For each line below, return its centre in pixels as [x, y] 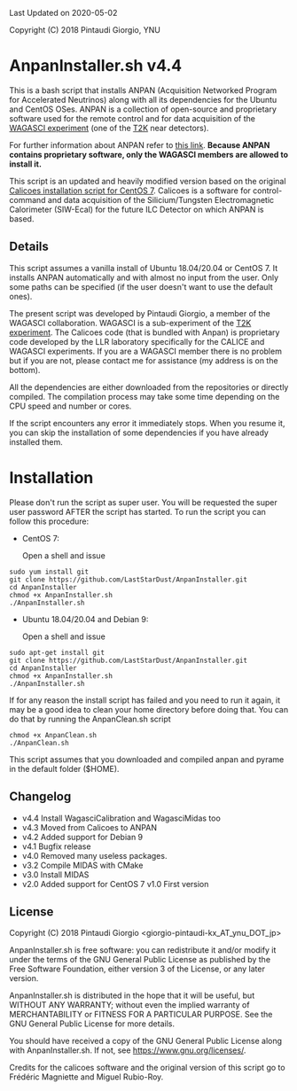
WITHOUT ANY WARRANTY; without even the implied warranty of [129, 1005]
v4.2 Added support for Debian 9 [82, 837]
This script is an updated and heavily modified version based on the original [148, 181]
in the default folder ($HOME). [64, 768]
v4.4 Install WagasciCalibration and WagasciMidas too [121, 818]
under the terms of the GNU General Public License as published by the [140, 960]
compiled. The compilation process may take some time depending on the [145, 396]
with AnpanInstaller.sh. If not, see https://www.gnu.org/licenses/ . [128, 1050]
